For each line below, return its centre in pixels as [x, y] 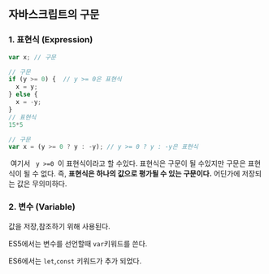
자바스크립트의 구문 [54, 15]
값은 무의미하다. [42, 184]
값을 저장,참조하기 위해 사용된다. [60, 226]
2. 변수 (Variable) [42, 207]
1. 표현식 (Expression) [51, 40]
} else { [23, 95]
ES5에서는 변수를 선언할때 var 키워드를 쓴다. [78, 243]
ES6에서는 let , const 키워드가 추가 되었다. [75, 261]
